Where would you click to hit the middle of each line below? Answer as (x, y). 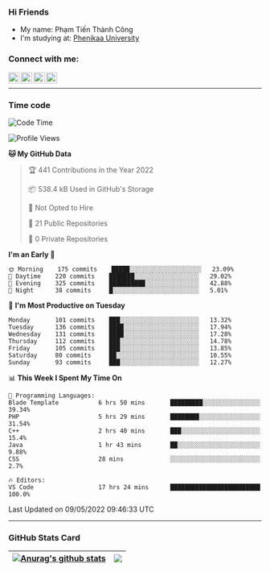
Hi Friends (29, 12)
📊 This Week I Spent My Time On (65, 378)
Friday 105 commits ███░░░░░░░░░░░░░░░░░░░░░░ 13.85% (120, 348)
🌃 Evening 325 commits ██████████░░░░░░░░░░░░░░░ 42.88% (120, 283)
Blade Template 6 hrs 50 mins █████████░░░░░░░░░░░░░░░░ (135, 402)
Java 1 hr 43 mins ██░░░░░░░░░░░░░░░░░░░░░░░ (135, 445)
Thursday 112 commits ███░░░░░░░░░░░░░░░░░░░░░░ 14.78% (120, 341)
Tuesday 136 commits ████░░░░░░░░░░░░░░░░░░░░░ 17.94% (120, 327)
